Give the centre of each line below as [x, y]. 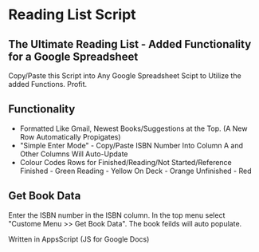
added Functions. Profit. [48, 84]
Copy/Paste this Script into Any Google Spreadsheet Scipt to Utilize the [125, 76]
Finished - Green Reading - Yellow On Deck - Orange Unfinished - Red [136, 171]
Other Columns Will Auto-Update [74, 154]
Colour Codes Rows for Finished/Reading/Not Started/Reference [126, 162]
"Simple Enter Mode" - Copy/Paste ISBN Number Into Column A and [131, 145]
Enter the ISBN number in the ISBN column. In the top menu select [117, 215]
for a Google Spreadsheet [73, 56]
